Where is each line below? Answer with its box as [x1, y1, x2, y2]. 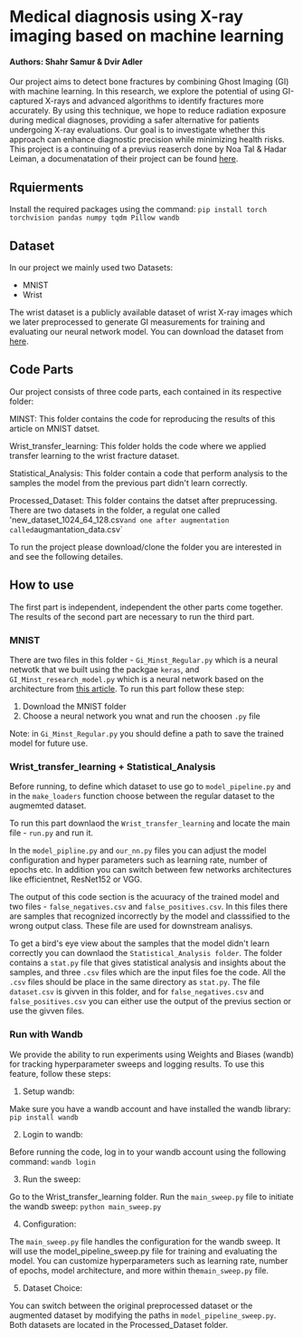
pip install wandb [9, 1113, 79, 1122]
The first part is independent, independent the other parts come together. [9, 601, 283, 612]
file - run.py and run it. [9, 827, 93, 838]
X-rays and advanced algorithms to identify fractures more [44, 95, 264, 106]
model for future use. [9, 737, 89, 748]
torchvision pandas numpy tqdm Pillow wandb [9, 213, 180, 223]
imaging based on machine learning [9, 25, 285, 46]
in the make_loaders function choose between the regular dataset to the [9, 791, 275, 802]
